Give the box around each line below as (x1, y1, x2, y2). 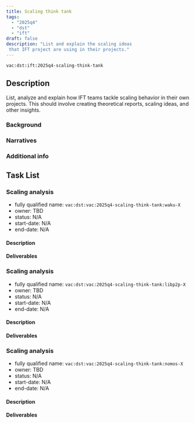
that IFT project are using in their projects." (8, 47, 130, 53)
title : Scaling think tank (6, 8, 72, 15)
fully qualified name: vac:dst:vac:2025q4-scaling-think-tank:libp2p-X (14, 280, 186, 287)
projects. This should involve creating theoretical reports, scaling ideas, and (6, 100, 189, 107)
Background (6, 121, 42, 129)
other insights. (6, 106, 41, 113)
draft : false (6, 36, 38, 41)
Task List (6, 170, 40, 180)
